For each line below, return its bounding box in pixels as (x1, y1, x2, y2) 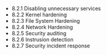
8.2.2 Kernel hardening (11, 11, 67, 18)
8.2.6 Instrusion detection (11, 36, 74, 43)
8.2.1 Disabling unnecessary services (11, 5, 101, 12)
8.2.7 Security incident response (11, 42, 91, 49)
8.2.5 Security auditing (11, 30, 67, 37)
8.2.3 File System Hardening (11, 18, 80, 24)
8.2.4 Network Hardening (11, 23, 73, 30)
